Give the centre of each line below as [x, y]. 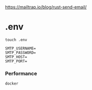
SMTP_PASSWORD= [21, 53]
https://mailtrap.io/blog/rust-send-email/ [46, 7]
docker [12, 84]
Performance [21, 73]
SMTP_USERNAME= [21, 48]
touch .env [16, 40]
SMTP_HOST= [16, 57]
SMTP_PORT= [16, 61]
